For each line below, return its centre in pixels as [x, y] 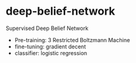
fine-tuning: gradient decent [50, 46]
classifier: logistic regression [51, 53]
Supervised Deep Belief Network [47, 28]
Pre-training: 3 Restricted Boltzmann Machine [72, 40]
